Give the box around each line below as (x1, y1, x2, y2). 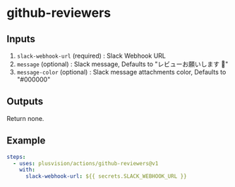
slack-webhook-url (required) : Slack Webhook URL (16, 51, 167, 60)
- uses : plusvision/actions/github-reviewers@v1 (13, 160, 159, 167)
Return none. (6, 114, 44, 122)
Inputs (6, 33, 36, 45)
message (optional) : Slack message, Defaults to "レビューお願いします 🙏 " (16, 60, 229, 68)
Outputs (6, 96, 44, 108)
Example (6, 135, 46, 147)
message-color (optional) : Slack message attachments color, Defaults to (16, 68, 227, 76)
